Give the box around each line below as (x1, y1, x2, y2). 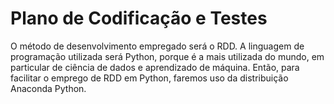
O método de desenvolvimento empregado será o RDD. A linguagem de (10, 40, 305, 52)
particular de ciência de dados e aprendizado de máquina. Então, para (10, 61, 300, 73)
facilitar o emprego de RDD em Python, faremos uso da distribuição (10, 72, 289, 84)
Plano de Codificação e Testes (10, 7, 268, 30)
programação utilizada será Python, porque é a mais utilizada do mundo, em (10, 50, 325, 62)
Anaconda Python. (10, 82, 87, 94)
